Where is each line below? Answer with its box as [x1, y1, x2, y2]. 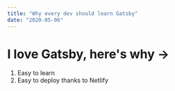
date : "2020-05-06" [7, 17, 64, 23]
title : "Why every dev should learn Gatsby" [7, 10, 138, 17]
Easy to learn [17, 69, 56, 77]
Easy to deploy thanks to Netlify [17, 77, 109, 85]
